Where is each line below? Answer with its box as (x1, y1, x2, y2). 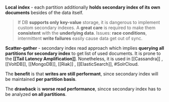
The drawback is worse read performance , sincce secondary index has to (5, 86, 161, 92)
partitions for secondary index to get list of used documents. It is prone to (5, 50, 161, 56)
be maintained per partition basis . (5, 76, 77, 82)
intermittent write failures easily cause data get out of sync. (17, 35, 143, 41)
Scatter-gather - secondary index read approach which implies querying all (5, 45, 164, 51)
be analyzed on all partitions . (5, 91, 67, 97)
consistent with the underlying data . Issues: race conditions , (17, 30, 147, 36)
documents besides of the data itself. (5, 10, 84, 16)
